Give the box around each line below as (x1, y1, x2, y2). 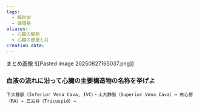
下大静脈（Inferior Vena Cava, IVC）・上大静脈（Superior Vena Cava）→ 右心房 (6, 92, 194, 98)
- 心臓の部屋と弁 (12, 37, 49, 43)
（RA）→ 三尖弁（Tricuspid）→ (6, 98, 76, 105)
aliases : (6, 25, 29, 32)
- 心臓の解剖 (12, 31, 41, 37)
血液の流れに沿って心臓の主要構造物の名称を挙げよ (6, 76, 155, 85)
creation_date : (6, 43, 45, 49)
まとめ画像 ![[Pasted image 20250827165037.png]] (6, 60, 134, 67)
